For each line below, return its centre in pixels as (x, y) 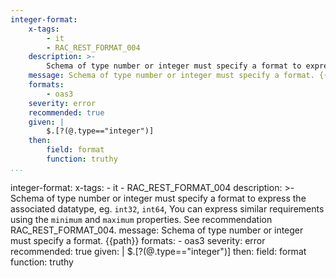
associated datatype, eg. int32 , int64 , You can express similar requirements (167, 208)
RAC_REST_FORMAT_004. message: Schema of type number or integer (157, 230)
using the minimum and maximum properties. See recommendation (141, 219)
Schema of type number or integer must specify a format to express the (158, 198)
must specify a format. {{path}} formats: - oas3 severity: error (138, 240)
